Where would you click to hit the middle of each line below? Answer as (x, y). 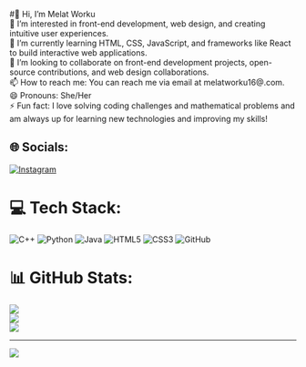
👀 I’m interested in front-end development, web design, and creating (138, 24)
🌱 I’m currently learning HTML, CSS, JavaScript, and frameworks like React (150, 43)
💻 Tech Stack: (66, 208)
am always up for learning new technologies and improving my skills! (139, 119)
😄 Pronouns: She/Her (51, 95)
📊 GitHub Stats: (71, 277)
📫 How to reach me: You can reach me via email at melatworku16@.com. (147, 82)
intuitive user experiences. (59, 33)
